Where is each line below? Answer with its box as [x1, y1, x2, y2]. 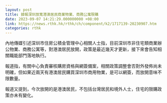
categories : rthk [5, 26, 41, 31]
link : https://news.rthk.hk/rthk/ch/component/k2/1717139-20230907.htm [5, 21, 157, 26]
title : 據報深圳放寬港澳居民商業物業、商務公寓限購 [5, 12, 98, 17]
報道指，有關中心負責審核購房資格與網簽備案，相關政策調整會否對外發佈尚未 [5, 63, 162, 69]
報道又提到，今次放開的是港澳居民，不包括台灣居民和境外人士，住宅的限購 [5, 86, 158, 92]
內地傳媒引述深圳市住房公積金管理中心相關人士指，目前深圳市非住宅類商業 [5, 40, 158, 46]
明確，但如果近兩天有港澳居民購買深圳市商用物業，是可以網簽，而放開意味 [5, 69, 158, 75]
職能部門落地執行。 [9, 53, 49, 59]
